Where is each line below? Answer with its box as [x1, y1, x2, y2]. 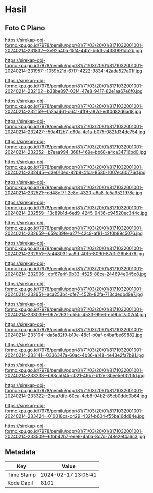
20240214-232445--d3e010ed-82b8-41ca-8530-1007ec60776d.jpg [5, 169, 146, 175]
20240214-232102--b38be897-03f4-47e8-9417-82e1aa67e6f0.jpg [5, 88, 143, 94]
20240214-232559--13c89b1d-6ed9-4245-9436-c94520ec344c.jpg [5, 210, 148, 216]
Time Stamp [7, 471, 36, 478]
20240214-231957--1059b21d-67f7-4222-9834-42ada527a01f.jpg [5, 68, 142, 74]
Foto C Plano [5, 24, 45, 32]
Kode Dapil [7, 479, 33, 486]
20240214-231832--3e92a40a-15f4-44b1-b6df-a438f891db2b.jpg [5, 48, 142, 53]
